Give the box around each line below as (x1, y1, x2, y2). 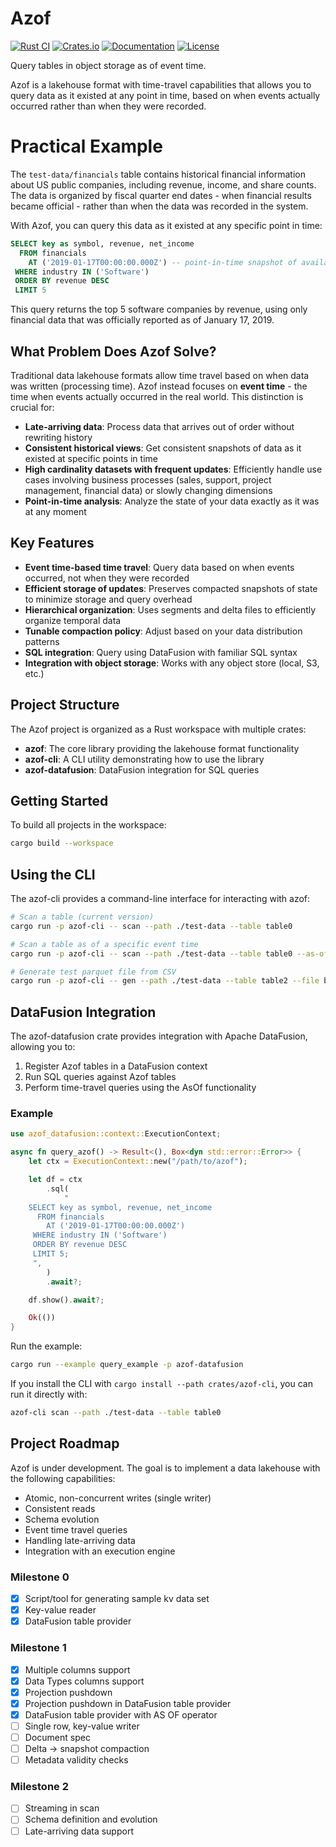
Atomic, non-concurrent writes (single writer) (24, 1492, 212, 1504)
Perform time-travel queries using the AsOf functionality (24, 1082, 257, 1094)
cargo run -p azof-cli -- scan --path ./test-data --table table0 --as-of (10, 948, 329, 959)
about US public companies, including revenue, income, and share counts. (10, 178, 317, 191)
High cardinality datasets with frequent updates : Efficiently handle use (24, 463, 323, 475)
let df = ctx (28, 1175, 83, 1185)
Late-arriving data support (24, 1825, 134, 1837)
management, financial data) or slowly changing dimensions (24, 484, 273, 496)
